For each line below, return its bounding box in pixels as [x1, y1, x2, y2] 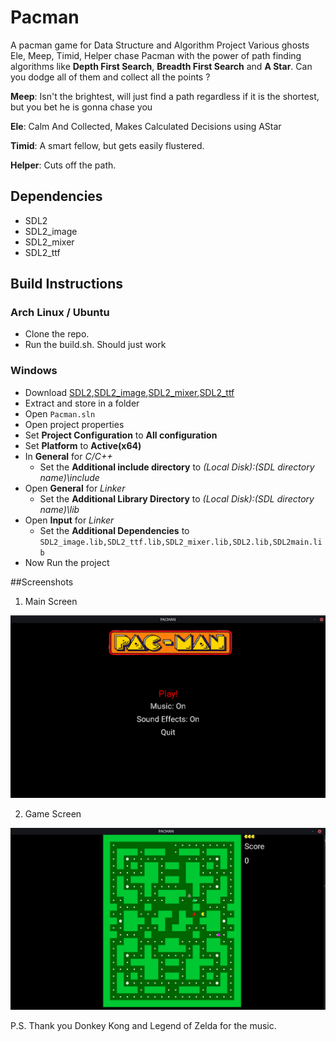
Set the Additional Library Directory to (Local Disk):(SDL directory [39, 492, 315, 505]
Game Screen [24, 808, 82, 820]
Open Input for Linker [24, 514, 115, 526]
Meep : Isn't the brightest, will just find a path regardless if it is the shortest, [10, 90, 320, 102]
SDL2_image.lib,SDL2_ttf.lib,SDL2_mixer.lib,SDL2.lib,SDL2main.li [39, 537, 323, 547]
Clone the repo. [24, 328, 90, 340]
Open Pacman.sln [24, 407, 96, 420]
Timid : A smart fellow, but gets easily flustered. [10, 139, 205, 151]
